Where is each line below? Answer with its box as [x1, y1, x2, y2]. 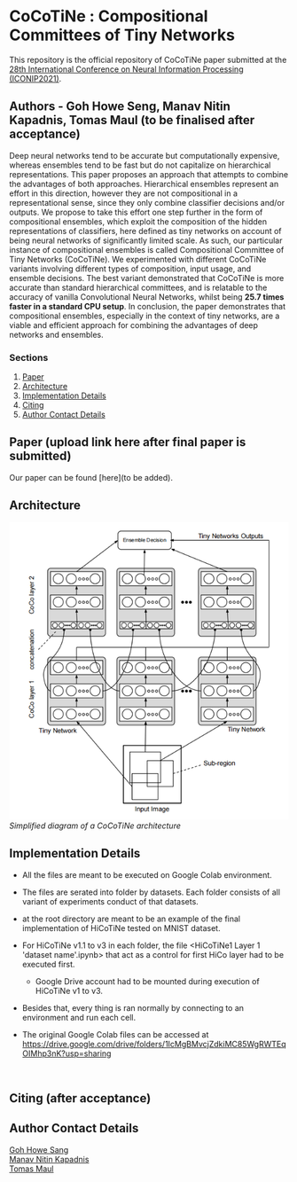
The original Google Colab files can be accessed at [21, 1029, 209, 1039]
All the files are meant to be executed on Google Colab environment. [21, 869, 272, 880]
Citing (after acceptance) [9, 1091, 152, 1106]
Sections [9, 351, 49, 364]
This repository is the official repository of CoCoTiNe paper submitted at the [9, 54, 287, 65]
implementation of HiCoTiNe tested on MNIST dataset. [21, 922, 221, 933]
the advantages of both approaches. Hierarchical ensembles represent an [9, 178, 279, 189]
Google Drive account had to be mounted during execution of [35, 975, 260, 986]
